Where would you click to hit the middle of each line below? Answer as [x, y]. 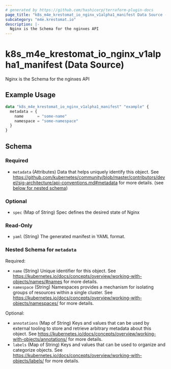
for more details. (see [141, 182]
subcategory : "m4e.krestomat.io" [41, 19]
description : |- [22, 24]
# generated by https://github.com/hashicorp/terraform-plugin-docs [79, 10]
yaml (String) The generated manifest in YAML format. [69, 237]
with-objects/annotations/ [40, 339]
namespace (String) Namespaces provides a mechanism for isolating [83, 287]
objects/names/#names [37, 281]
